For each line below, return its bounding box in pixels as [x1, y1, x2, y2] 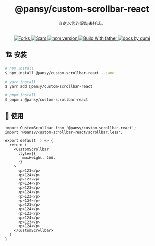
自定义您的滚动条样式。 [58, 20, 106, 26]
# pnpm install [5, 93, 36, 98]
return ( [9, 142, 27, 147]
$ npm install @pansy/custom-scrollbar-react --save [5, 70, 115, 75]
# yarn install [5, 79, 36, 84]
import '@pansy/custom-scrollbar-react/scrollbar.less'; [5, 130, 123, 134]
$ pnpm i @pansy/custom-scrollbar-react [5, 97, 89, 102]
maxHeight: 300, [22, 155, 56, 160]
